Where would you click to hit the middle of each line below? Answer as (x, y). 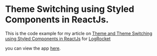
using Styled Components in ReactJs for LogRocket (58, 39)
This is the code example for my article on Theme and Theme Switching (79, 33)
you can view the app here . (33, 48)
